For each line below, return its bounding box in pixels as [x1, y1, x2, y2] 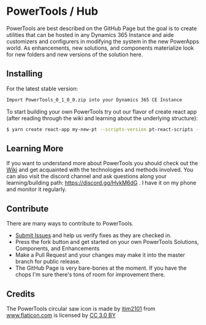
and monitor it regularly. [6, 186, 67, 193]
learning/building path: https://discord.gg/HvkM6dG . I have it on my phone [6, 179, 197, 187]
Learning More [6, 143, 64, 154]
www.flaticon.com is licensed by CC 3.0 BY [6, 311, 116, 319]
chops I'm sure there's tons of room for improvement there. [15, 271, 166, 278]
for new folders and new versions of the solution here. [6, 50, 143, 58]
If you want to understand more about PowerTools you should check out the [6, 160, 198, 167]
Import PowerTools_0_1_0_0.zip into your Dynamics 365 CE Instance [6, 96, 183, 103]
